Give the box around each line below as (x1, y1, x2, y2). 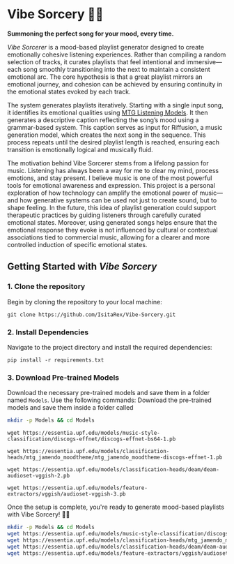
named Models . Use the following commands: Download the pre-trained (7, 396, 212, 404)
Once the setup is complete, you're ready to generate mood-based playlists (7, 503, 225, 512)
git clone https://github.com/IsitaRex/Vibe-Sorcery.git (7, 311, 176, 318)
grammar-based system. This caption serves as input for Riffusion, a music (7, 123, 223, 131)
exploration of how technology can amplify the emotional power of (7, 188, 198, 197)
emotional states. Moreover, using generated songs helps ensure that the (7, 218, 217, 226)
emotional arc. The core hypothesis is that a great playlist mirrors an (7, 73, 203, 81)
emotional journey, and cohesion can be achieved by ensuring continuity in (7, 80, 223, 88)
